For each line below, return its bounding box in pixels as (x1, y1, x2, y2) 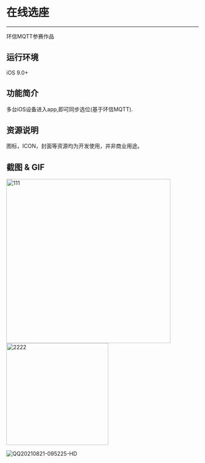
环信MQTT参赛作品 (6, 32, 55, 40)
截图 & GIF (6, 162, 45, 172)
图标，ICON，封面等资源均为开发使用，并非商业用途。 (6, 142, 143, 150)
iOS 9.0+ (6, 68, 29, 76)
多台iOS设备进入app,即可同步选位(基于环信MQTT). (6, 105, 133, 113)
